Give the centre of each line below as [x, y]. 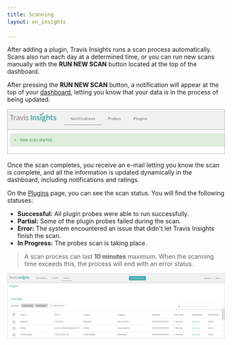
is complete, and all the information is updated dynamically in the [99, 172]
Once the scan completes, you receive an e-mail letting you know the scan [113, 165]
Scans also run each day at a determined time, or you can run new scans [111, 57]
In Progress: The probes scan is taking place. [82, 243]
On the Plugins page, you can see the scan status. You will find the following [116, 193]
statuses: [20, 201]
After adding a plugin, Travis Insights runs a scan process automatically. [109, 50]
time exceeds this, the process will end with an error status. [109, 264]
